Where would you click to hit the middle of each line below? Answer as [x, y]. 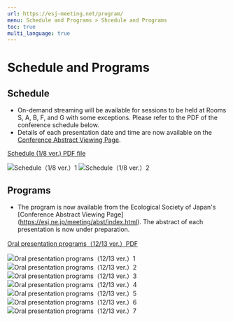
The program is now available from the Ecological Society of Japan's [116, 207]
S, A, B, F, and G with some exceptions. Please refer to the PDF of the [118, 118]
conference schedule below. [58, 125]
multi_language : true [39, 33]
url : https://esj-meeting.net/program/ [65, 14]
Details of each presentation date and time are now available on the [114, 133]
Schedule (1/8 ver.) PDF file [47, 154]
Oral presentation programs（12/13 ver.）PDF [73, 244]
